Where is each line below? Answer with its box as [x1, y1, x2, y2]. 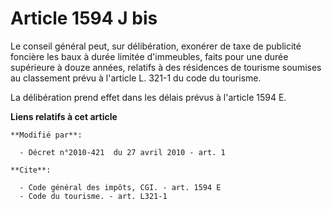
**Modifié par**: [10, 130, 83, 140]
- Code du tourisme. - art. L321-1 [19, 191, 168, 201]
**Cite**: [10, 165, 52, 175]
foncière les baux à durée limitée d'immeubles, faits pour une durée [10, 50, 289, 62]
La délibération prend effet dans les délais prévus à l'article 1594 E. [10, 91, 287, 103]
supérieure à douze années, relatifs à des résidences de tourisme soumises [10, 61, 322, 73]
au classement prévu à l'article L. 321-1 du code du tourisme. [10, 72, 262, 84]
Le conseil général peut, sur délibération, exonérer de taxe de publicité [10, 40, 302, 52]
